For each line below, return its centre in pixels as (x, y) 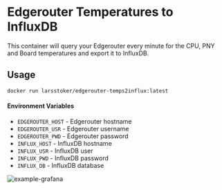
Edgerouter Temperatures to (90, 12)
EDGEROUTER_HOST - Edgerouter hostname (74, 121)
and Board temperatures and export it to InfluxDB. (78, 53)
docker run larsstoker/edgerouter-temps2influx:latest (88, 91)
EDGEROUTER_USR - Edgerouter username (73, 129)
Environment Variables (41, 106)
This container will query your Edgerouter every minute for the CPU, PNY (111, 46)
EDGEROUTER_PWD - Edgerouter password (73, 136)
